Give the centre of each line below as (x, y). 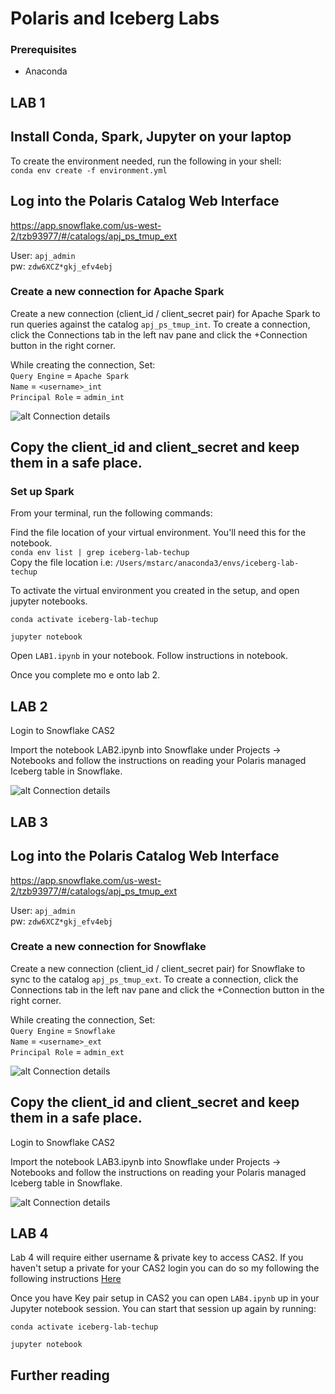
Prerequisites (43, 50)
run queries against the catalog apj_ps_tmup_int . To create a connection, (160, 324)
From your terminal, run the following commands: (111, 513)
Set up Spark (42, 492)
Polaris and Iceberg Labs (115, 18)
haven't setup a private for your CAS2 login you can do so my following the (165, 1268)
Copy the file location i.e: (61, 563)
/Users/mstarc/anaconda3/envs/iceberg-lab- (207, 563)
